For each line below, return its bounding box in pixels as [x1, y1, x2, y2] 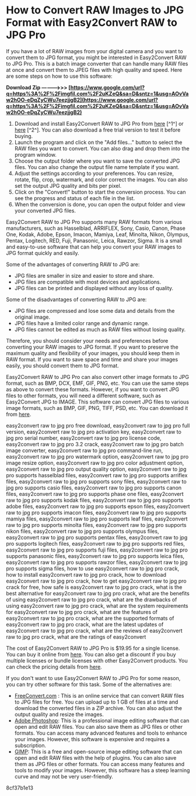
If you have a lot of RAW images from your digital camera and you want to [6, 47, 183, 54]
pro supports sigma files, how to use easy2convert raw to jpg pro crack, [6, 565, 180, 572]
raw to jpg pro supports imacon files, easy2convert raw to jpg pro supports [6, 509, 187, 516]
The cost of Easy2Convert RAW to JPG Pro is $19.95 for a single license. [6, 645, 180, 652]
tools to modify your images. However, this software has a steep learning [14, 767, 190, 774]
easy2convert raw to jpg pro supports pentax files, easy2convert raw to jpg [6, 533, 188, 541]
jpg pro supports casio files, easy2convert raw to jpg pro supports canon [6, 484, 182, 491]
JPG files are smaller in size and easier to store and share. [14, 272, 155, 279]
